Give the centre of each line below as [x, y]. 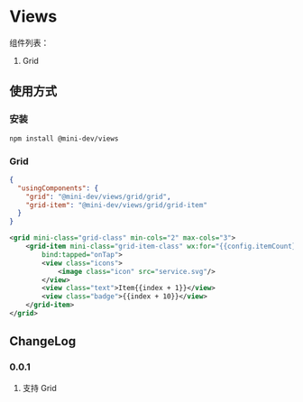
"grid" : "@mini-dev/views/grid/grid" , [98, 196]
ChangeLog [43, 341]
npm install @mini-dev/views [64, 138]
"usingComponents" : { [58, 188]
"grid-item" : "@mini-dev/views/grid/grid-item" [116, 205]
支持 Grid [39, 388]
